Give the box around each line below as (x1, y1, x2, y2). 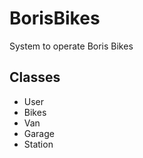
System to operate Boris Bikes (9, 40, 134, 52)
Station (23, 138, 54, 150)
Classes (9, 69, 61, 86)
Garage (23, 127, 55, 139)
